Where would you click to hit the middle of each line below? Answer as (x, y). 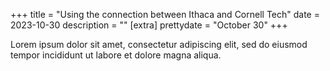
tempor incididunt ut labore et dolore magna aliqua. (116, 55)
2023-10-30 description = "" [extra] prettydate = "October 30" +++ (149, 25)
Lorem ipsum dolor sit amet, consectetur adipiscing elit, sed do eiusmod (159, 44)
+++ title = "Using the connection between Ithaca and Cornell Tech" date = (165, 14)
